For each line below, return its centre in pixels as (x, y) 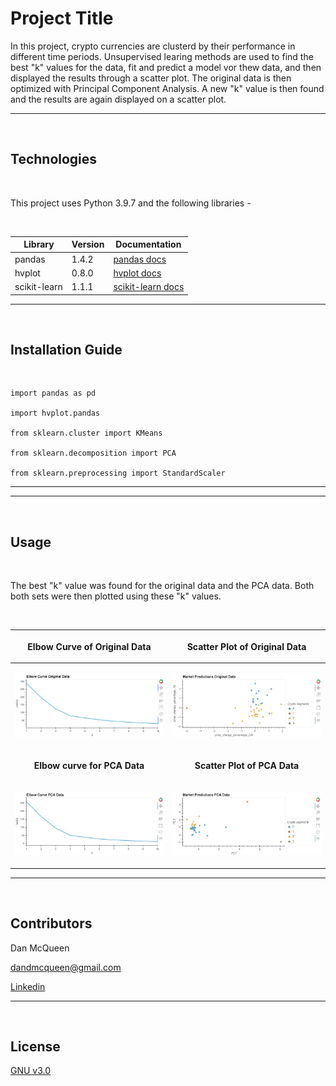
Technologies (54, 159)
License (35, 1046)
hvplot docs (137, 273)
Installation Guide (66, 349)
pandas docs (140, 259)
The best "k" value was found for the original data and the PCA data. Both (162, 586)
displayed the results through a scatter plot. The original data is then (151, 78)
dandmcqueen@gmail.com (66, 967)
